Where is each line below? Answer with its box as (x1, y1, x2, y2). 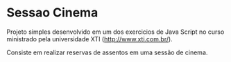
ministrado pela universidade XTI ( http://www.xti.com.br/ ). (6, 34, 173, 43)
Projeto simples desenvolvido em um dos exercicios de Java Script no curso (6, 28, 225, 36)
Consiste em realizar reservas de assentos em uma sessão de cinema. (6, 48, 208, 56)
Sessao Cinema (6, 5, 99, 21)
